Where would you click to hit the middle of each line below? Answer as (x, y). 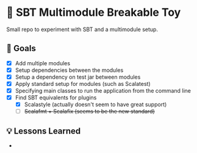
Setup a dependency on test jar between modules (78, 77)
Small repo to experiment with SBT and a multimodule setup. (82, 29)
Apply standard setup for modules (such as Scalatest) (83, 84)
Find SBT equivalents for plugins (56, 98)
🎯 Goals (21, 48)
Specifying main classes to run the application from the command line (103, 91)
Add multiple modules (43, 63)
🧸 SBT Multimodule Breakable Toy (94, 12)
